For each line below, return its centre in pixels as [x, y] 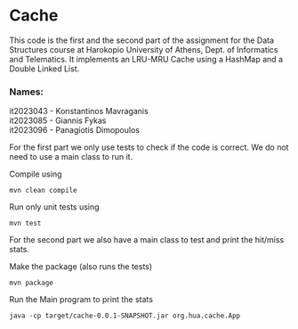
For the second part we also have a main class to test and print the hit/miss [147, 240]
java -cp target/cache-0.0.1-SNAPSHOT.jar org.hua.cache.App [125, 316]
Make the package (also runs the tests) [81, 267]
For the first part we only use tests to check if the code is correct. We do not [149, 147]
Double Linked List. [44, 69]
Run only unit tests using [54, 207]
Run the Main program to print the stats [81, 300]
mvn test [25, 224]
